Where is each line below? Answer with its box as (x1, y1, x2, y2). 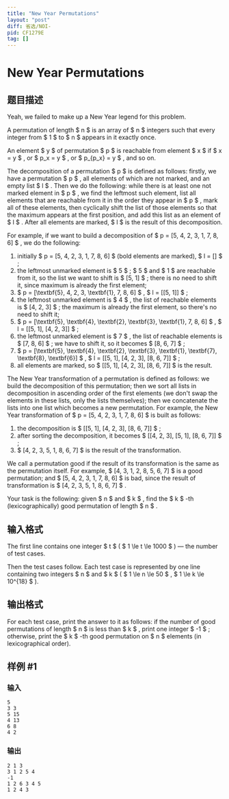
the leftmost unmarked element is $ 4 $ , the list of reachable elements (16, 296, 217, 304)
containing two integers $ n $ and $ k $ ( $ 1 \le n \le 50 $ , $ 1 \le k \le (7, 570, 205, 578)
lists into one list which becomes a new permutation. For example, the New (7, 404, 219, 412)
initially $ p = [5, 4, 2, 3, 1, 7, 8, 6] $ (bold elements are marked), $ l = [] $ (16, 252, 223, 261)
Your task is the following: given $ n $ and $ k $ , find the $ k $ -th (7, 494, 194, 503)
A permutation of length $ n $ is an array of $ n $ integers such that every (7, 126, 215, 134)
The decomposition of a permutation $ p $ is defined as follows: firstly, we (7, 167, 217, 176)
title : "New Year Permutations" (7, 10, 99, 17)
